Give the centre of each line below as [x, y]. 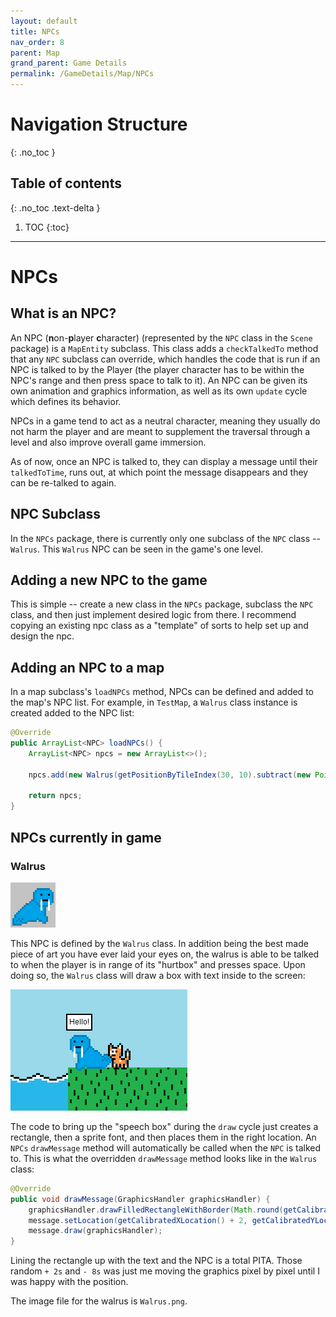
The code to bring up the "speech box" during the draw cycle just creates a [164, 1126]
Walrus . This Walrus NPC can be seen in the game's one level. [137, 549]
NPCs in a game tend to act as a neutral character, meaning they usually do [165, 421]
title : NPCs [35, 31]
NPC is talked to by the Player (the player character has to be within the [157, 369]
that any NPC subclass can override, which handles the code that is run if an [165, 359]
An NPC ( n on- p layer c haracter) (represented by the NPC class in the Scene [161, 337]
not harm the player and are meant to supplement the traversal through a [160, 431]
